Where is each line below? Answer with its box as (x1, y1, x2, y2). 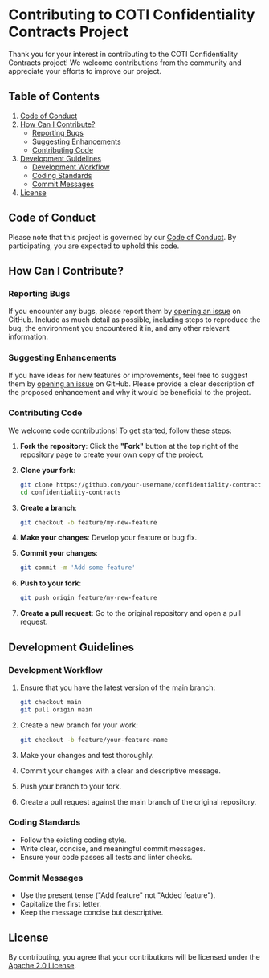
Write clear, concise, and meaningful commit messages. (19, 843, 206, 853)
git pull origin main (19, 705, 92, 714)
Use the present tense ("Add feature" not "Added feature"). (19, 890, 216, 900)
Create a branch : (19, 503, 78, 512)
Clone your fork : (19, 465, 76, 475)
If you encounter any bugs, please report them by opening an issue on (8, 307, 241, 316)
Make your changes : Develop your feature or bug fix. (19, 532, 198, 543)
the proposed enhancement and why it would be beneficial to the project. (8, 387, 251, 397)
